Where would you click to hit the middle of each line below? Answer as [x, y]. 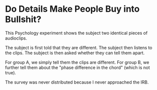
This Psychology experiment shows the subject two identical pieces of [77, 33]
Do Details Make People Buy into [72, 9]
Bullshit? [23, 19]
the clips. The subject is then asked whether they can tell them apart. [75, 53]
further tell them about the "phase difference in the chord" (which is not [78, 67]
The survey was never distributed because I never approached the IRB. [77, 82]
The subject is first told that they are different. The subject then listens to [79, 47]
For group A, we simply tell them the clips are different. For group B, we [77, 62]
